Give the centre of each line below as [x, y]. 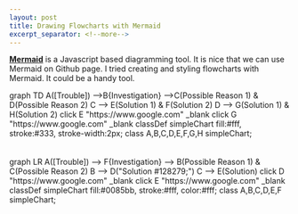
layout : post [33, 17]
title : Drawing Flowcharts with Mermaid [85, 26]
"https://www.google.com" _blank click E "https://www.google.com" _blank [148, 181]
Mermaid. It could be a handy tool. [72, 78]
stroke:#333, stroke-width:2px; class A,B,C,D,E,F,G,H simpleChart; [131, 134]
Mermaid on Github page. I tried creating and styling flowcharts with [134, 69]
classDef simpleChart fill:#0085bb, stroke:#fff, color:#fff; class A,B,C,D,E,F [146, 190]
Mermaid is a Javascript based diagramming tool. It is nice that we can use [147, 60]
